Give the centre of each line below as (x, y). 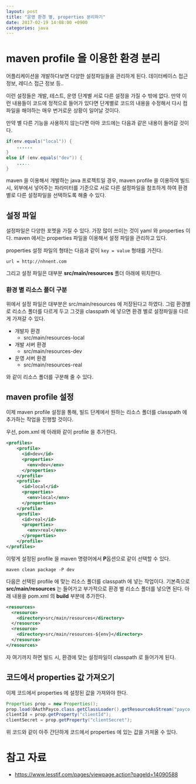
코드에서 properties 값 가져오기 (60, 678)
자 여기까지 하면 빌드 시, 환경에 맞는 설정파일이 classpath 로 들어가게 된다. (91, 657)
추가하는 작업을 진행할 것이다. (40, 419)
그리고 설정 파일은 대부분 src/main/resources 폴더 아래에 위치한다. (84, 273)
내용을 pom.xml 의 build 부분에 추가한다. (59, 596)
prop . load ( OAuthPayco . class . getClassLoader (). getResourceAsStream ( (90, 709)
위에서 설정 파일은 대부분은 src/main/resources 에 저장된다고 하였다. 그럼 (90, 304)
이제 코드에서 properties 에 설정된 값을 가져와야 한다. (67, 693)
